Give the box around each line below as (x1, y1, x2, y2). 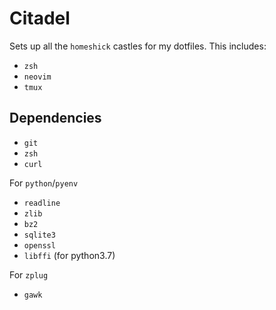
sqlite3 (23, 230, 56, 240)
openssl (23, 240, 56, 251)
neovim (23, 72, 52, 82)
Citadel (9, 7, 71, 30)
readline (23, 198, 61, 208)
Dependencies (9, 110, 102, 127)
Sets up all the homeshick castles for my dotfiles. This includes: (9, 40, 267, 52)
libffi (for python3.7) (23, 249, 116, 261)
